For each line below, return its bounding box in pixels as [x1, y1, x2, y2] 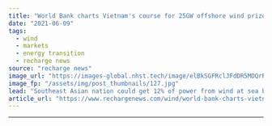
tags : [8, 27, 27, 35]
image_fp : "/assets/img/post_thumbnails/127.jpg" [8, 79, 180, 87]
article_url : [8, 94, 53, 103]
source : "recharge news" [8, 65, 92, 73]
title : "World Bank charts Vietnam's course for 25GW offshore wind [8, 11, 244, 20]
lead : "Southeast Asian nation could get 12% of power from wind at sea [8, 86, 259, 95]
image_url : [8, 72, 45, 80]
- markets [15, 42, 49, 50]
